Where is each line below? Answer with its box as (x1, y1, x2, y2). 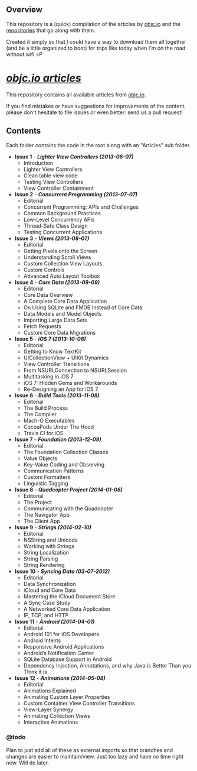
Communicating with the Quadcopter (23, 505, 114, 512)
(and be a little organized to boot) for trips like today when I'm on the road (6, 44, 186, 51)
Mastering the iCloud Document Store (23, 592, 116, 600)
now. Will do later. (6, 759, 49, 766)
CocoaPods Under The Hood (23, 423, 94, 430)
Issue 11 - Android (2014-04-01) (14, 618, 95, 625)
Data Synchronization (23, 580, 76, 587)
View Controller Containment (23, 184, 94, 192)
